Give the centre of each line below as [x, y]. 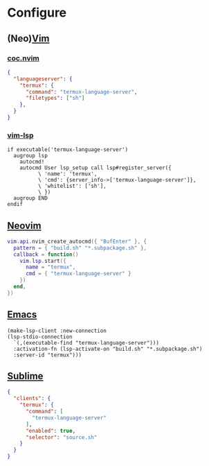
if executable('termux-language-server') [68, 150]
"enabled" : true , [51, 431]
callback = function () [46, 254]
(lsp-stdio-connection [40, 337]
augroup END [31, 198]
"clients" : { [32, 399]
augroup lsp [31, 156]
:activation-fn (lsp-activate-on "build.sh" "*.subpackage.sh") [108, 349]
